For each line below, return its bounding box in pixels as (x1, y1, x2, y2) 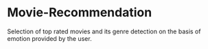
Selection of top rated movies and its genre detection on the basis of (7, 27, 201, 35)
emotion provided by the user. (7, 34, 92, 42)
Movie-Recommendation (7, 5, 152, 20)
